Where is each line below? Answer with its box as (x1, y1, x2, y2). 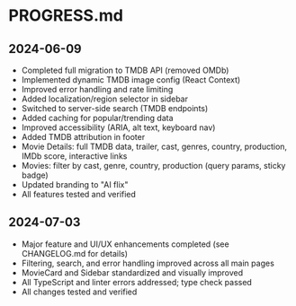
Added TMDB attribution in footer (21, 132, 146, 142)
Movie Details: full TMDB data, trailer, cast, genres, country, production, (21, 141, 288, 152)
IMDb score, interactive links (21, 151, 128, 162)
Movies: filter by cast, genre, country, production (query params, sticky (21, 161, 286, 170)
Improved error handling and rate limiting (21, 84, 174, 94)
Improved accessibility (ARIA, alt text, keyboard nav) (21, 122, 216, 133)
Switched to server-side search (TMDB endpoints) (21, 103, 209, 113)
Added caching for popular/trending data (21, 113, 174, 123)
